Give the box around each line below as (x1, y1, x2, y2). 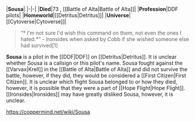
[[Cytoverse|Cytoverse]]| (6, 18, 67, 25)
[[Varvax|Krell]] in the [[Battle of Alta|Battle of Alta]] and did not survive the (6, 66, 187, 73)
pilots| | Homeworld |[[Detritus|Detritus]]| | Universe (6, 12, 129, 19)
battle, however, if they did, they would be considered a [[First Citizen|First (6, 72, 186, 79)
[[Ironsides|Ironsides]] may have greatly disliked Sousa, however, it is (6, 91, 174, 98)
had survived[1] (20, 42, 59, 49)
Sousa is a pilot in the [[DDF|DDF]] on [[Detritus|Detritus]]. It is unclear (6, 53, 177, 60)
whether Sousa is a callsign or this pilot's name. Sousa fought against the (6, 59, 183, 66)
